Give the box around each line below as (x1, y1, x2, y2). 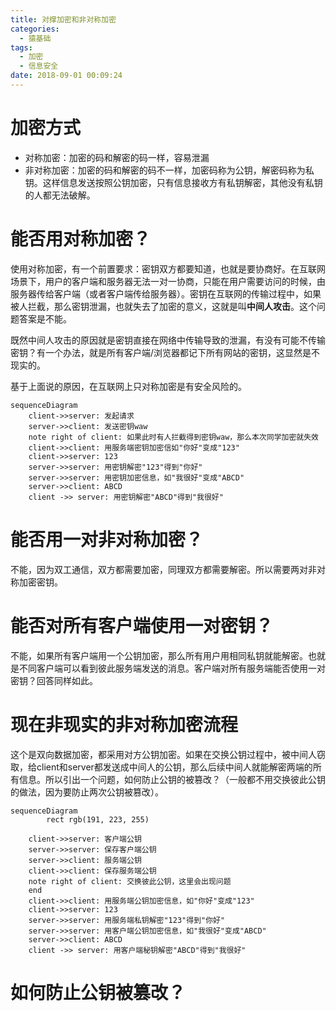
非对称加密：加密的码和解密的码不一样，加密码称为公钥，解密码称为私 (24, 164, 315, 176)
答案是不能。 (18, 312, 72, 325)
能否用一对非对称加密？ (10, 528, 204, 551)
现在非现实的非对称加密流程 (10, 713, 239, 736)
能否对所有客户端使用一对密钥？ (10, 614, 274, 637)
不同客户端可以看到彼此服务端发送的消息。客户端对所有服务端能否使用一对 (18, 662, 326, 674)
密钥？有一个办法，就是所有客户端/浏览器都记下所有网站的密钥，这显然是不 (10, 346, 321, 358)
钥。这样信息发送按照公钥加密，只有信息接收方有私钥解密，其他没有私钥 (24, 176, 323, 188)
